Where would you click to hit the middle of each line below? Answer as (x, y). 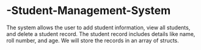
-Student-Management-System (89, 11)
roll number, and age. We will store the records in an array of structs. (93, 40)
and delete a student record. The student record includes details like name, (101, 34)
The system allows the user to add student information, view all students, (98, 27)
